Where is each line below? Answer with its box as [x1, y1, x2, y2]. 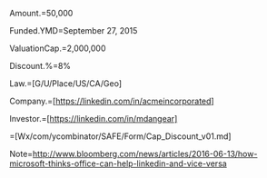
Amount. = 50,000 [9, 8, 74, 18]
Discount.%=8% [9, 61, 71, 71]
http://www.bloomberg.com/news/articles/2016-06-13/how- [32, 149, 258, 159]
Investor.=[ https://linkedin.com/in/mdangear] [9, 114, 178, 124]
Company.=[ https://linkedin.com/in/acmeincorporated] [9, 95, 215, 106]
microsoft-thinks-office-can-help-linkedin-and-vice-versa [9, 158, 227, 169]
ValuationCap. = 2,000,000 [9, 43, 106, 54]
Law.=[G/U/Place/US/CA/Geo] [9, 78, 123, 89]
